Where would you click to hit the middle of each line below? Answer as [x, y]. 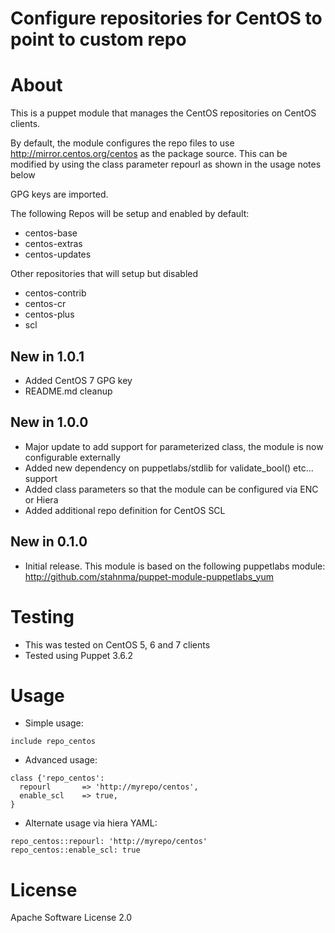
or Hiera [41, 499]
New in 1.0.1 [47, 356]
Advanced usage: [61, 760]
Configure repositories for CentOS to [166, 18]
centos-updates [58, 254]
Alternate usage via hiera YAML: [91, 823]
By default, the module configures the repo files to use [122, 143]
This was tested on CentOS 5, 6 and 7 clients [117, 644]
